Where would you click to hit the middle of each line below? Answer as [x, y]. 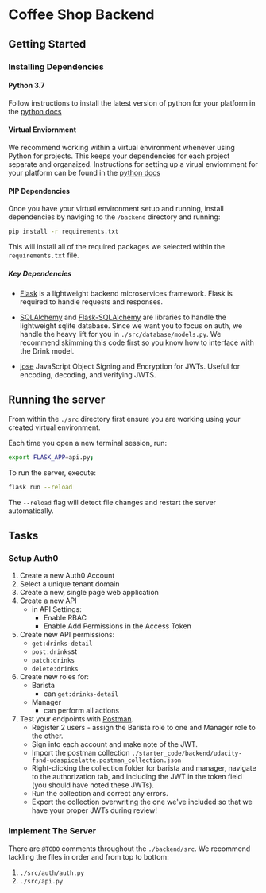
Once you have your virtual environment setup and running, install [116, 209]
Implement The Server [52, 831]
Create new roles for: [54, 677]
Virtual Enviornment [42, 130]
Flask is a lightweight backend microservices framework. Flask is [126, 293]
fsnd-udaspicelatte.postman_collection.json [106, 760]
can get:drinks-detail [81, 694]
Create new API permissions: [67, 635]
